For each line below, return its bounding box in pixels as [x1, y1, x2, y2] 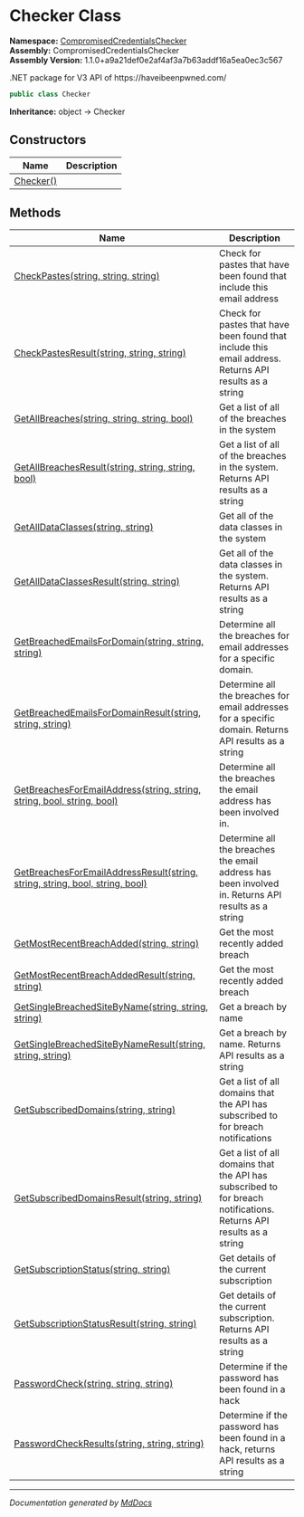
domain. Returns [218, 723, 290, 736]
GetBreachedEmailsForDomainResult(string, [14, 707, 202, 720]
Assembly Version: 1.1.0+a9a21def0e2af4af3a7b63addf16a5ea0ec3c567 [9, 54, 283, 65]
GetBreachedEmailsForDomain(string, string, [14, 635, 204, 648]
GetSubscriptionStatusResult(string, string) [14, 1318, 197, 1331]
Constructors [9, 132, 87, 148]
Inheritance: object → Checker [9, 106, 126, 117]
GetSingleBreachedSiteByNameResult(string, [14, 1038, 206, 1051]
